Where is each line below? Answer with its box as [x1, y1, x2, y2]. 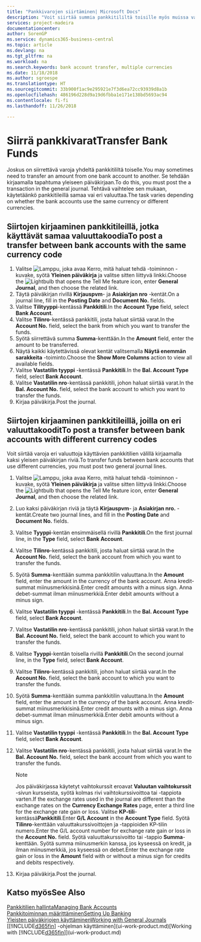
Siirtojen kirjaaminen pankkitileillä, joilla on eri [7, 416, 181, 426]
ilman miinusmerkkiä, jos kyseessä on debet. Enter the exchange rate [15, 846, 184, 853]
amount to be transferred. [15, 341, 79, 349]
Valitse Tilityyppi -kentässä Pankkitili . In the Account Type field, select [15, 303, 189, 311]
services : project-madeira [7, 20, 74, 26]
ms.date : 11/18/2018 [7, 70, 58, 76]
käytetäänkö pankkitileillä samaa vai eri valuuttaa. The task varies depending [7, 191, 194, 199]
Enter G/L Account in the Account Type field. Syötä [62, 814, 190, 822]
